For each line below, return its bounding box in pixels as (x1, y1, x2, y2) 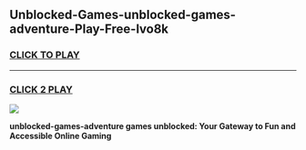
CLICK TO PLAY (9, 49, 80, 62)
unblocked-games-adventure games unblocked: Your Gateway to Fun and (9, 120, 296, 131)
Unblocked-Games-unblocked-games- (9, 7, 237, 23)
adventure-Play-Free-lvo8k (9, 22, 168, 37)
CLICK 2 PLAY (9, 83, 73, 95)
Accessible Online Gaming (9, 130, 112, 141)
